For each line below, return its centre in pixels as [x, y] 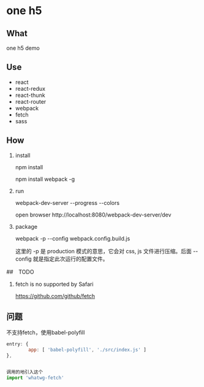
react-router [31, 101]
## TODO [20, 272]
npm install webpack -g [45, 179]
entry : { [17, 344]
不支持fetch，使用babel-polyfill [46, 332]
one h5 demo [23, 48]
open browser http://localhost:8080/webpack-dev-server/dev [93, 215]
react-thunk [30, 95]
